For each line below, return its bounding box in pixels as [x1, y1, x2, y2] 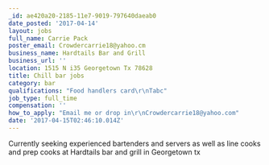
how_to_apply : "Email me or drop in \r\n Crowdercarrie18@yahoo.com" [8, 109, 240, 118]
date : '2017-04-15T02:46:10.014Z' [8, 117, 125, 125]
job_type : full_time [8, 94, 78, 102]
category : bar [8, 79, 56, 87]
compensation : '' [8, 101, 67, 109]
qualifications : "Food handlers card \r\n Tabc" [8, 86, 168, 95]
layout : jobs [8, 27, 52, 35]
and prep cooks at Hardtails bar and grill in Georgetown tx [8, 146, 201, 157]
